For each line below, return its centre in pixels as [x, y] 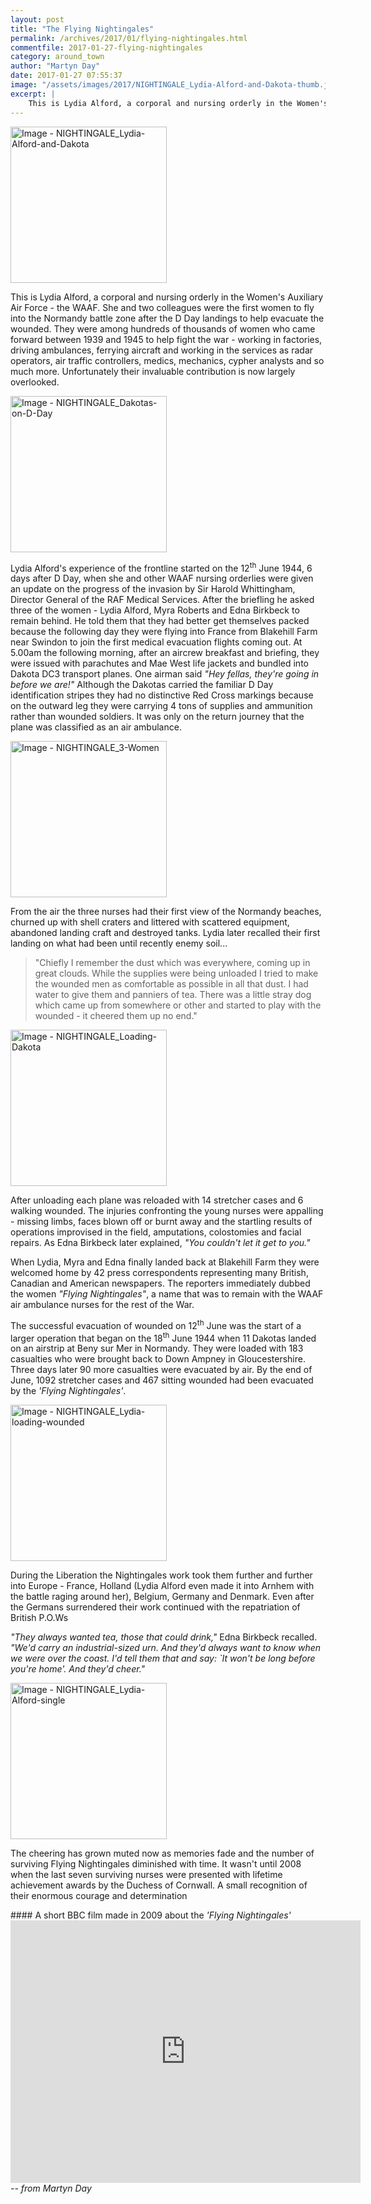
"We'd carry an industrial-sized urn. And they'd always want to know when [166, 1648]
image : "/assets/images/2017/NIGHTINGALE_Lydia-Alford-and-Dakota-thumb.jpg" [176, 85]
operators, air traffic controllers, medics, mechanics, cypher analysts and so [167, 360]
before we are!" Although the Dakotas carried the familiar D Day [142, 685]
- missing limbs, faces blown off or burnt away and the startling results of [161, 1222]
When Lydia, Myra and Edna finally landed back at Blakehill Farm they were [165, 1262]
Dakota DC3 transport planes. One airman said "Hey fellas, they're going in [165, 674]
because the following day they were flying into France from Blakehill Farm [164, 632]
